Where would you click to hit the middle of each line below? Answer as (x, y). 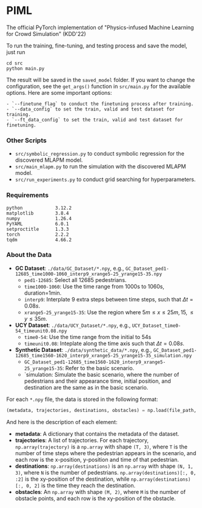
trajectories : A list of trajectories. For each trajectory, (82, 440)
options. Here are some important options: (59, 92)
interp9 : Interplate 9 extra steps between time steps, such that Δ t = (109, 299)
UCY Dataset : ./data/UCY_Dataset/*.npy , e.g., (73, 325)
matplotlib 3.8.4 (38, 213)
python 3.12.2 (39, 208)
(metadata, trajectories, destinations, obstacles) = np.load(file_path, (102, 410)
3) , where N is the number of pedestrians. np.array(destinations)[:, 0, (106, 472)
